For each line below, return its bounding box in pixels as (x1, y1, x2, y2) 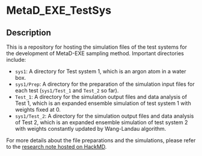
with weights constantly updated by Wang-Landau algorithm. (14, 125, 167, 132)
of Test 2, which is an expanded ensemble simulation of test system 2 (14, 119, 188, 126)
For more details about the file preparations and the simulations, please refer (6, 137, 196, 144)
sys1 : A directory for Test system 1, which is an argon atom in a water (14, 68, 186, 75)
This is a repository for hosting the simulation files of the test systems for (6, 43, 188, 50)
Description (6, 28, 51, 38)
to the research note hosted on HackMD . (6, 143, 107, 150)
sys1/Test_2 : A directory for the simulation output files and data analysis (14, 112, 194, 119)
